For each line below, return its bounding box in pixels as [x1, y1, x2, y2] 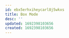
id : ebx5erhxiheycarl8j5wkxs [5, 7, 65, 12]
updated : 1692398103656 [5, 21, 54, 26]
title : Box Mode [5, 12, 38, 17]
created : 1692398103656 [5, 26, 54, 31]
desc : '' [5, 16, 23, 21]
